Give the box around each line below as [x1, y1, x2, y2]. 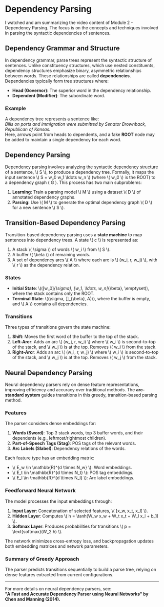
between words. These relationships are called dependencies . [5, 72, 131, 79]
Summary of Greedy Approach [5, 555, 80, 562]
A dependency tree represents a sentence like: [5, 116, 99, 122]
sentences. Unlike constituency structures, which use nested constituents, [5, 62, 155, 68]
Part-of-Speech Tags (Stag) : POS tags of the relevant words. [12, 440, 136, 446]
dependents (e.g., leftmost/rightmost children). [12, 435, 106, 441]
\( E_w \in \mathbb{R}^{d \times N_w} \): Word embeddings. [12, 465, 132, 471]
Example [5, 105, 26, 112]
